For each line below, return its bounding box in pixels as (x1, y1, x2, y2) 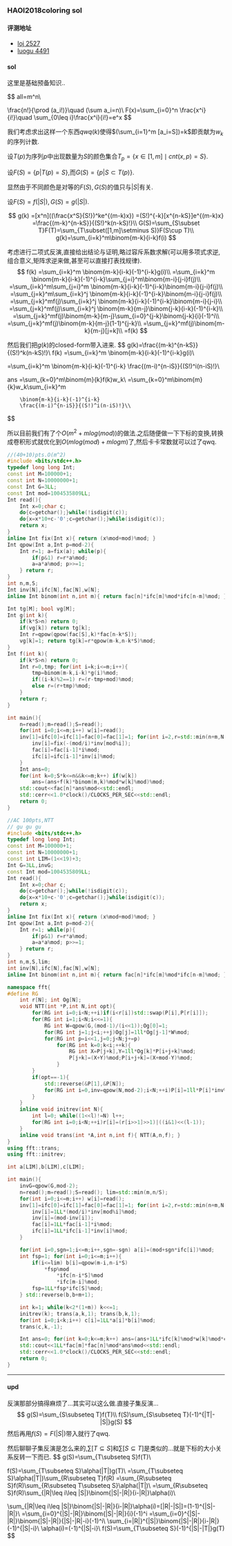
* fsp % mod (43, 1266, 70, 1273)
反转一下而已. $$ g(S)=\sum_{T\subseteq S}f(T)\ (12, 1453, 151, 1462)
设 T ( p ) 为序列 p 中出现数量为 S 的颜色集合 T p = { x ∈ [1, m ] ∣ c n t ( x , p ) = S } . (7, 152, 209, 162)
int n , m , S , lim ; (7, 958, 51, 965)
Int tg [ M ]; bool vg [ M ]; (7, 605, 76, 612)
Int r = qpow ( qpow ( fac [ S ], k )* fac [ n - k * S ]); (19, 631, 137, 638)
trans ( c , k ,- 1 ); (19, 1323, 64, 1330)
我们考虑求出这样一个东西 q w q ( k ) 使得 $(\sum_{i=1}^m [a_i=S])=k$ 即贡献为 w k (7, 127, 224, 138)
